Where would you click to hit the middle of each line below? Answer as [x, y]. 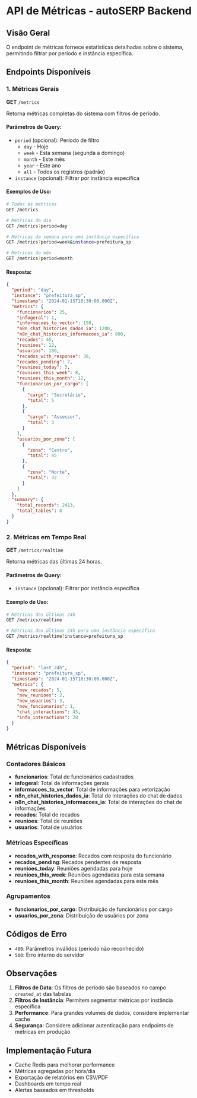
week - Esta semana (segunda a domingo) [74, 153]
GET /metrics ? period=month [39, 259]
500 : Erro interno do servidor [50, 955]
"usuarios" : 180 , [38, 351]
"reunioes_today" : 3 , [43, 367]
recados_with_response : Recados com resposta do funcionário [93, 856]
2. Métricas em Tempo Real [46, 537]
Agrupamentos [28, 896]
